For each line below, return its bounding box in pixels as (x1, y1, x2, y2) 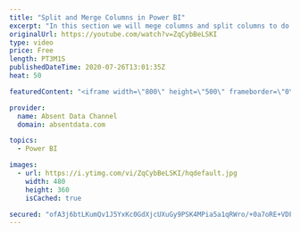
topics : (9, 136, 38, 145)
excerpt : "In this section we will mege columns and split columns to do (9, 21, 290, 30)
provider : (9, 104, 46, 112)
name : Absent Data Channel (17, 112, 118, 120)
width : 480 (25, 177, 66, 186)
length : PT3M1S (9, 54, 66, 63)
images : (9, 161, 38, 170)
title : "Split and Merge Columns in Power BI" (9, 12, 186, 22)
